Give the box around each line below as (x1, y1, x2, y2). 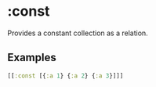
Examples (7, 51, 56, 64)
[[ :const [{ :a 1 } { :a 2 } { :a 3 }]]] (7, 71, 124, 80)
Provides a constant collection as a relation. (7, 28, 148, 38)
